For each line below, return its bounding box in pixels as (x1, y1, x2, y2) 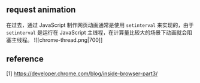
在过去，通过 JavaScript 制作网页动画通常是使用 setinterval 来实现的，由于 (6, 21, 194, 29)
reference (6, 54, 44, 64)
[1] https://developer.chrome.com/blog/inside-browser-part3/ (6, 70, 158, 77)
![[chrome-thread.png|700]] (34, 36, 103, 44)
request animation (6, 5, 76, 15)
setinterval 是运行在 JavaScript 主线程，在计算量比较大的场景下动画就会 (6, 29, 187, 36)
